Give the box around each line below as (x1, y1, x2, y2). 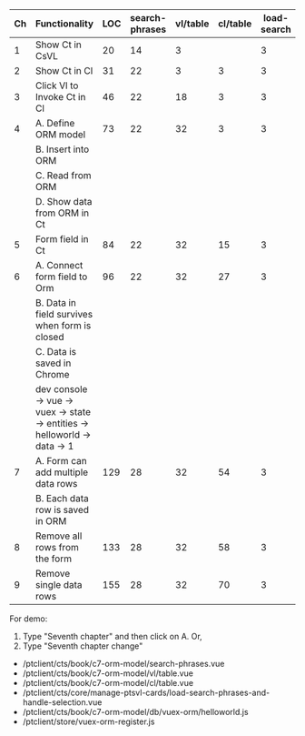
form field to (34, 270, 88, 283)
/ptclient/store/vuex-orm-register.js (22, 716, 155, 727)
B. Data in (34, 297, 77, 308)
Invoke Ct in (34, 91, 86, 103)
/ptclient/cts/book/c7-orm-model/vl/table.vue (22, 668, 193, 679)
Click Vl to (34, 79, 79, 92)
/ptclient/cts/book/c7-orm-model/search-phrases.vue (22, 659, 225, 669)
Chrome (34, 368, 70, 380)
